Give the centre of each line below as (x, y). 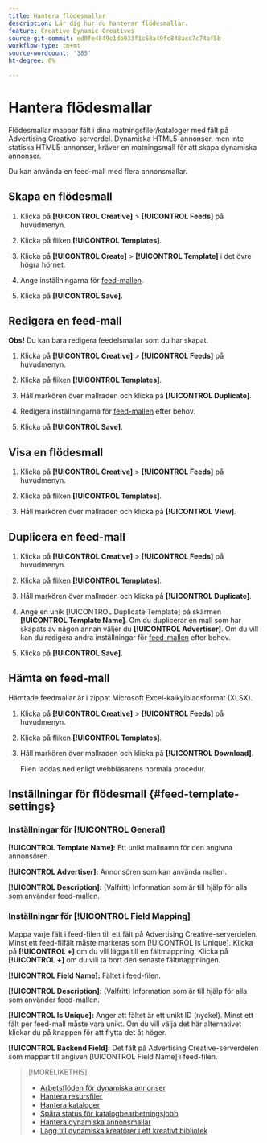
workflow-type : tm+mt (45, 46)
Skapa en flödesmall (60, 197)
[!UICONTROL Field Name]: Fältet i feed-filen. (84, 975)
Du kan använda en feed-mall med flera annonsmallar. (98, 171)
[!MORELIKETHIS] (58, 1072)
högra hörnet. (43, 264)
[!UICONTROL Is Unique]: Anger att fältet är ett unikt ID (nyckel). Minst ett (131, 1015)
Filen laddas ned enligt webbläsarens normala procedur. (113, 769)
